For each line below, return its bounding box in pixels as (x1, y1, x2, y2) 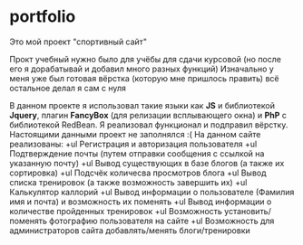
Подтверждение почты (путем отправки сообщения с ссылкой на (9, 147, 265, 159)
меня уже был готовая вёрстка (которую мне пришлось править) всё (9, 72, 279, 83)
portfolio (9, 6, 76, 27)
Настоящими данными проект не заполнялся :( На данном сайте (9, 128, 261, 139)
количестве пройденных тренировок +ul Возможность (9, 205, 222, 216)
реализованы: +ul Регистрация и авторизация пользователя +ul (9, 138, 258, 149)
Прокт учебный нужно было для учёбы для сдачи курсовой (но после (9, 53, 281, 64)
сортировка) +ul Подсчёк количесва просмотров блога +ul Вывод (9, 167, 267, 178)
